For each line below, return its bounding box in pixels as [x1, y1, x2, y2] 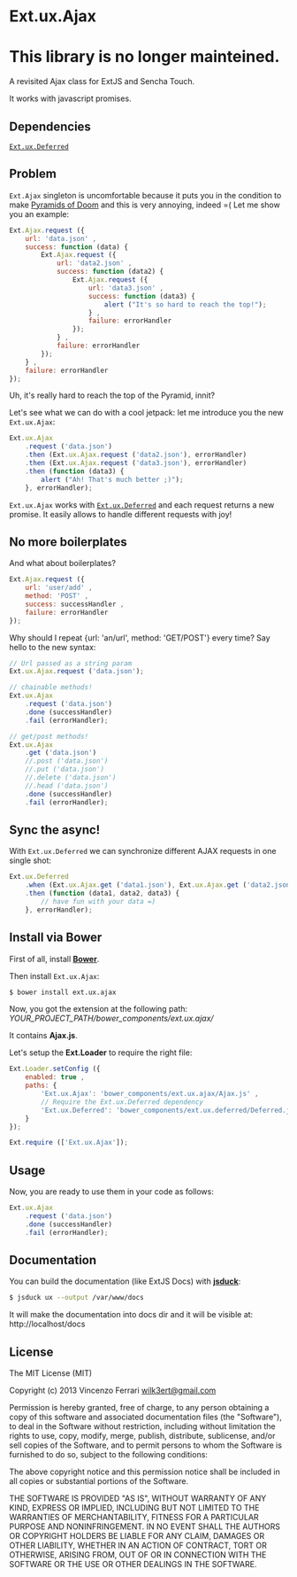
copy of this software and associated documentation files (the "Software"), [9, 1411, 283, 1423]
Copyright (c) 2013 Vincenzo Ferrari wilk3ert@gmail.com [9, 1385, 217, 1396]
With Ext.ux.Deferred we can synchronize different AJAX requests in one [9, 846, 277, 857]
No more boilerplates [9, 534, 128, 549]
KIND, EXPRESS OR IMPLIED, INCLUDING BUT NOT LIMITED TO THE [9, 1503, 260, 1513]
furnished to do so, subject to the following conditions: [9, 1449, 208, 1460]
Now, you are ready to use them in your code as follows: [9, 1186, 214, 1197]
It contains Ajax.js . [9, 1030, 78, 1041]
